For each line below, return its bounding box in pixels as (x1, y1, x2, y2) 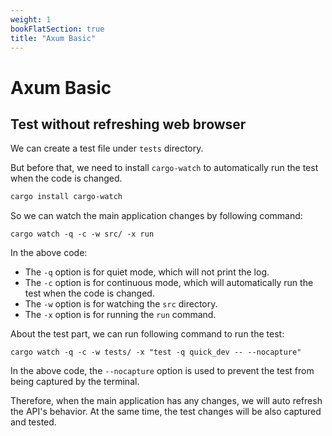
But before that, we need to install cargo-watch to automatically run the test (10, 162, 319, 174)
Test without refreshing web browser (10, 116, 247, 133)
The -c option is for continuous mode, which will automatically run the (24, 277, 314, 289)
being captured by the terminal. (10, 376, 140, 388)
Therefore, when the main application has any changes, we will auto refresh (10, 395, 323, 407)
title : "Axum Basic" (10, 33, 97, 43)
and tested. (10, 416, 57, 428)
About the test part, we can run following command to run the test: (10, 328, 285, 340)
